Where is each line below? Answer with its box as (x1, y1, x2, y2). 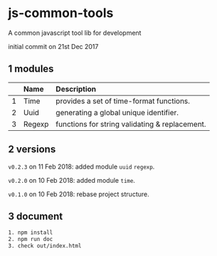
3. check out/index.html (8, 242, 82, 250)
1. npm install (8, 229, 53, 236)
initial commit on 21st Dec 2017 (8, 42, 99, 50)
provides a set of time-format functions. (55, 96, 191, 106)
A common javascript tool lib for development (8, 28, 142, 37)
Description (55, 84, 97, 94)
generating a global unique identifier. (55, 107, 179, 117)
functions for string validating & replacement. (55, 119, 206, 129)
